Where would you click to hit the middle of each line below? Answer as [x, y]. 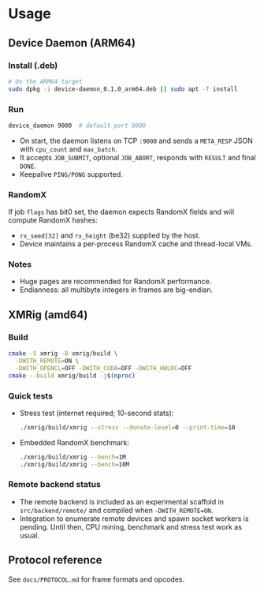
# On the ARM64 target [45, 81]
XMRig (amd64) [48, 315]
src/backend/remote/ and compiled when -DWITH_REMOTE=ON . [116, 510]
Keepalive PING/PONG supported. [71, 174]
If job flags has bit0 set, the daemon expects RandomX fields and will [121, 212]
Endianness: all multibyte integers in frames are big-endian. [116, 290]
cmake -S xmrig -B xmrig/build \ [63, 354]
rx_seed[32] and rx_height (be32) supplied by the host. [110, 236]
